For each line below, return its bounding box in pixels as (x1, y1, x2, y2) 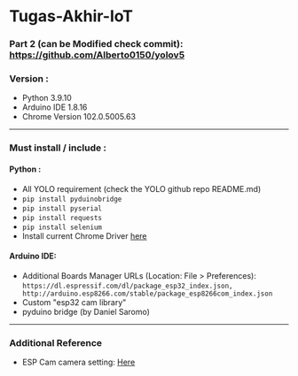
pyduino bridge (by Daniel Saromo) (21, 306, 151, 317)
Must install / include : (9, 142, 107, 154)
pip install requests (21, 213, 102, 222)
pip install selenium (21, 223, 102, 232)
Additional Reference (9, 336, 103, 349)
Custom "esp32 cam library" (21, 296, 127, 307)
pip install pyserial (21, 203, 102, 213)
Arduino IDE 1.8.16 (21, 102, 88, 112)
